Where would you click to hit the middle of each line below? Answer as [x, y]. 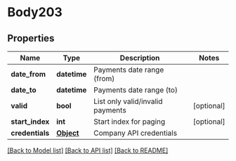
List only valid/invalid [128, 101]
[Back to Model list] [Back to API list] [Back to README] [88, 150]
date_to [24, 90]
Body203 [35, 12]
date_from [28, 74]
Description [140, 58]
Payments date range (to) [136, 90]
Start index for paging [130, 122]
